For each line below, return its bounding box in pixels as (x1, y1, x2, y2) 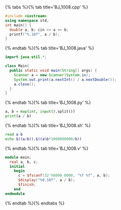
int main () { (5, 23, 32, 27)
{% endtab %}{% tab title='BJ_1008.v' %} (5, 145, 89, 151)
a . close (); (14, 82, 36, 87)
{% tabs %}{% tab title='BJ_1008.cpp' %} (5, 4, 88, 10)
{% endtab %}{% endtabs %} (5, 200, 65, 206)
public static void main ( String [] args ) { (9, 68, 97, 73)
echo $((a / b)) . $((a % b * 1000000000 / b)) (5, 137, 82, 141)
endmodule (5, 191, 25, 196)
